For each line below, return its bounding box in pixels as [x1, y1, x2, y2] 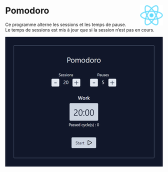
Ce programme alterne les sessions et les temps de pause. [5, 21, 126, 27]
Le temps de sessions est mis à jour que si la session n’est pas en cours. [5, 26, 154, 32]
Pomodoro [5, 5, 49, 16]
